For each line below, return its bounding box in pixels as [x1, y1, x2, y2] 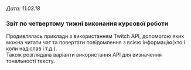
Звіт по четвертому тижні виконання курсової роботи [6, 19, 169, 27]
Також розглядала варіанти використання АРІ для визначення [6, 51, 162, 58]
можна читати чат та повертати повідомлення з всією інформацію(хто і [6, 39, 186, 46]
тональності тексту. [6, 58, 56, 65]
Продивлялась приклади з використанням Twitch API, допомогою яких [6, 33, 185, 40]
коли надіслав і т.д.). [6, 45, 57, 52]
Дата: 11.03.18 [6, 5, 40, 12]
